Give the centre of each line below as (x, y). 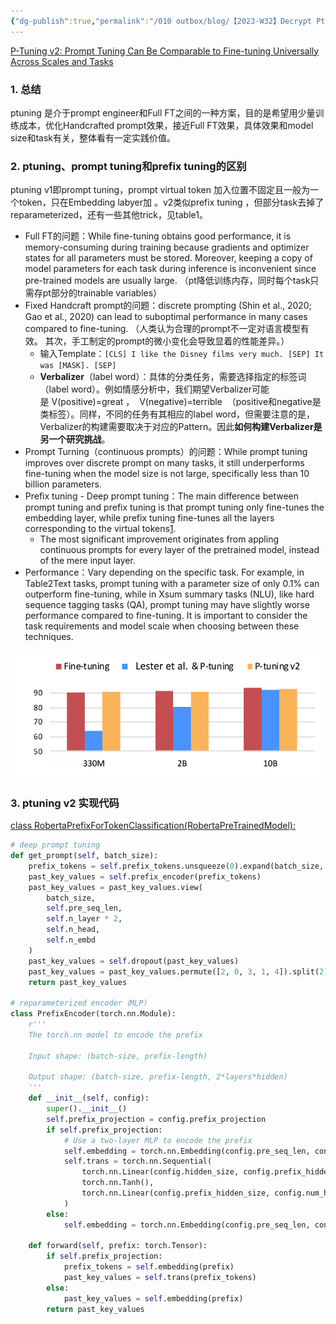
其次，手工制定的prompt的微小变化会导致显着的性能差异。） (167, 341)
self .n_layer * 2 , (84, 919)
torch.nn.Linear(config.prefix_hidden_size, (176, 1193)
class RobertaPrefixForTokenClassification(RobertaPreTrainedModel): (153, 826)
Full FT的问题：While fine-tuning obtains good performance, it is (158, 236)
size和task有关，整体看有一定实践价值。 (93, 137)
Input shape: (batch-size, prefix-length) (118, 1056)
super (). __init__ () (87, 1109)
